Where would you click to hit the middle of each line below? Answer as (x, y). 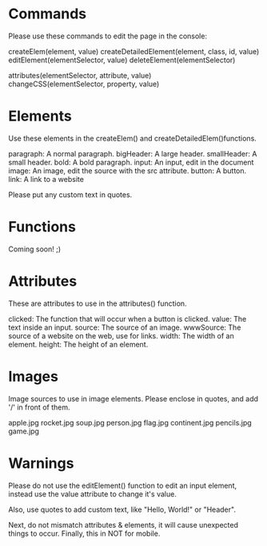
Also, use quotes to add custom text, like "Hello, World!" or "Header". (122, 509)
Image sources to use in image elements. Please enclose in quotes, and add (133, 398)
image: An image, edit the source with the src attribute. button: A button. (128, 170)
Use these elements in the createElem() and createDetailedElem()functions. (133, 138)
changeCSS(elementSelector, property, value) (84, 84)
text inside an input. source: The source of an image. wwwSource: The (125, 327)
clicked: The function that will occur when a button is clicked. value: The (128, 318)
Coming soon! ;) (35, 249)
